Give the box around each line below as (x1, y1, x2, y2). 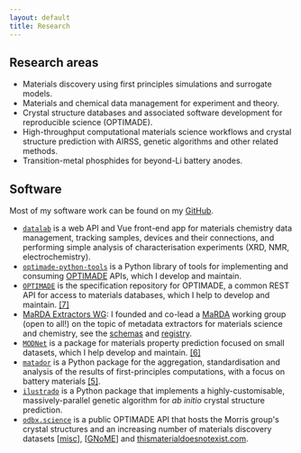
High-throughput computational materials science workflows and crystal (22, 127, 292, 138)
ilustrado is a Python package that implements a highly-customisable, (22, 385, 286, 396)
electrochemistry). (22, 251, 92, 262)
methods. (22, 146, 59, 157)
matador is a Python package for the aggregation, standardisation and (22, 357, 281, 367)
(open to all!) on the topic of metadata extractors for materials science (22, 319, 283, 330)
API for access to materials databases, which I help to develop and (22, 290, 270, 301)
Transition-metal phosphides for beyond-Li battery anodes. (22, 155, 243, 167)
